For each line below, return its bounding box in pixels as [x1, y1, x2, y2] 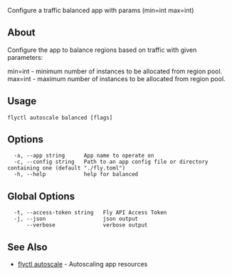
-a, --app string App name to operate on [14, 152, 154, 160]
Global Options [7, 190, 75, 202]
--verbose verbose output [26, 222, 148, 229]
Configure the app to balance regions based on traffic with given [7, 46, 197, 54]
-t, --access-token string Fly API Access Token [14, 209, 167, 217]
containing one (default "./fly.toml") [7, 165, 126, 172]
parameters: [7, 53, 43, 61]
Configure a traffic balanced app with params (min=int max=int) [7, 6, 194, 14]
